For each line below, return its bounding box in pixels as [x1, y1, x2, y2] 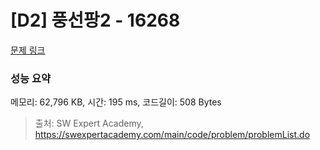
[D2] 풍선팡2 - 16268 [10, 9, 181, 32]
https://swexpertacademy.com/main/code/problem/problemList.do [34, 129, 311, 141]
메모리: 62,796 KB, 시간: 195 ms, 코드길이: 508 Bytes [10, 96, 222, 108]
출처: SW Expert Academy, [34, 117, 144, 130]
